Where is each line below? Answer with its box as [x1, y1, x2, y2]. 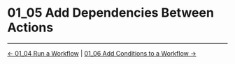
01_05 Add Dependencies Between [7, 5, 215, 21]
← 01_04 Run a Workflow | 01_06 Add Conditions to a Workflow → [7, 49, 197, 57]
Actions [7, 19, 54, 35]
